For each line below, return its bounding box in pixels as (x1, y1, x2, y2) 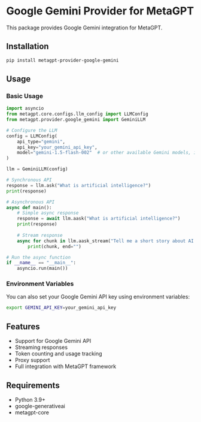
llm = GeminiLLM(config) (6, 166, 68, 172)
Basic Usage (6, 92, 44, 100)
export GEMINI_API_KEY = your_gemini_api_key (6, 305, 117, 311)
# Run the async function (6, 254, 71, 260)
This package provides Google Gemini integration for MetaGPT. (6, 24, 163, 31)
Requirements (6, 380, 60, 390)
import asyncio (6, 106, 44, 111)
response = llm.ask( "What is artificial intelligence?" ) (6, 182, 151, 188)
